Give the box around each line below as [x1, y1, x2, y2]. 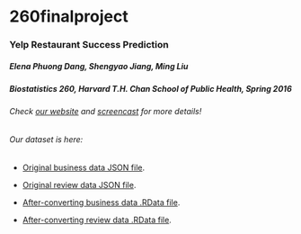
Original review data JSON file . [22, 179, 137, 190]
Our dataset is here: [9, 134, 84, 145]
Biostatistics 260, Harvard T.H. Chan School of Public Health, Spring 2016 [9, 84, 292, 94]
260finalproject [9, 6, 128, 27]
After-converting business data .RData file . [22, 196, 181, 208]
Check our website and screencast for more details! [9, 106, 202, 117]
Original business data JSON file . [22, 162, 146, 173]
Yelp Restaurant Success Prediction [9, 39, 169, 51]
